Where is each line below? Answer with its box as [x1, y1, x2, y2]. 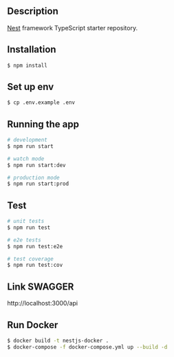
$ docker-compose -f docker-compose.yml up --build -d [7, 343, 168, 350]
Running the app [7, 118, 79, 130]
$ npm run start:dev [7, 162, 67, 169]
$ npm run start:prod [7, 180, 69, 188]
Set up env [7, 80, 54, 92]
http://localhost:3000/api [7, 299, 78, 307]
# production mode [7, 174, 60, 181]
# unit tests [7, 218, 45, 225]
